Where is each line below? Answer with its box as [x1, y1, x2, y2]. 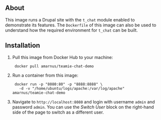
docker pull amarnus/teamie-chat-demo [14, 63, 94, 69]
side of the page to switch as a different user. [12, 109, 104, 115]
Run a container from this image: [12, 72, 79, 78]
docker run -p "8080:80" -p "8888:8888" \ [14, 81, 103, 87]
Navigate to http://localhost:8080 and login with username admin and [12, 99, 155, 104]
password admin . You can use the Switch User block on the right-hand [12, 104, 154, 110]
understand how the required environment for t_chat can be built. [5, 27, 138, 33]
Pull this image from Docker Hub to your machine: [12, 54, 113, 60]
